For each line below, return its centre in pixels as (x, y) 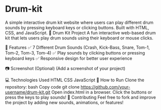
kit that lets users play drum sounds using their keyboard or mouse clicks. (79, 38)
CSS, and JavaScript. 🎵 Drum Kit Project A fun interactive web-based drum (80, 33)
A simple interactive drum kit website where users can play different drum (79, 22)
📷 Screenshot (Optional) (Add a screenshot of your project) (65, 68)
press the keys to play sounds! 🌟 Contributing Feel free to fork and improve (80, 97)
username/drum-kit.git (28, 92)
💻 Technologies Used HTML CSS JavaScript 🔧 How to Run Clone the (75, 80)
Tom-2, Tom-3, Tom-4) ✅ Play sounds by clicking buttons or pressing (75, 53)
